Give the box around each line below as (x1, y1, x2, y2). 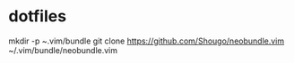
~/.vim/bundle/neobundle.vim (8, 44, 118, 55)
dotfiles (8, 6, 67, 27)
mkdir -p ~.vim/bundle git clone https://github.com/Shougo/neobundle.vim (8, 35, 284, 46)
